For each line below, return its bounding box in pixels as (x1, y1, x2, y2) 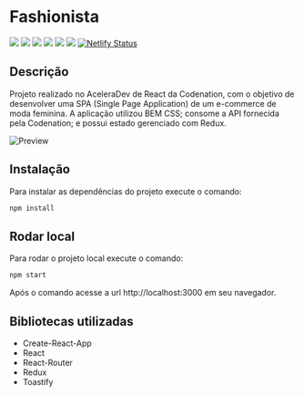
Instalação (9, 162, 71, 177)
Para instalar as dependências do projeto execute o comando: (9, 185, 242, 197)
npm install (9, 203, 55, 213)
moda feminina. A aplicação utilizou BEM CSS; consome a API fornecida (9, 108, 280, 119)
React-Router (22, 357, 73, 368)
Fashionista (9, 6, 100, 27)
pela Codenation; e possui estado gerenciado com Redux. (9, 117, 228, 129)
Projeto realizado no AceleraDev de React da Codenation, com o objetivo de (9, 89, 295, 99)
